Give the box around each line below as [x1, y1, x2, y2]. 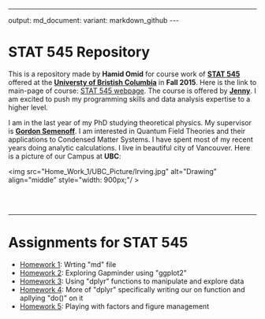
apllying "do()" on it [19, 293, 84, 302]
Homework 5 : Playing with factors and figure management [19, 301, 210, 311]
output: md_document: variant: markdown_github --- [8, 16, 180, 24]
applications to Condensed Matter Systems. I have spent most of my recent [8, 135, 254, 144]
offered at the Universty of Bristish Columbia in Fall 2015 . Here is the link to [8, 77, 257, 87]
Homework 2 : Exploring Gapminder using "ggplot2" [19, 268, 188, 277]
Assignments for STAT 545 [8, 234, 188, 252]
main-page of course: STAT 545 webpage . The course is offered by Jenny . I [8, 86, 256, 95]
